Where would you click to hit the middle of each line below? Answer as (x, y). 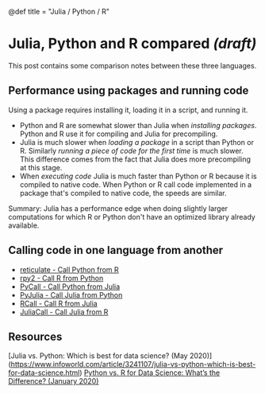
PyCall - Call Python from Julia (70, 287)
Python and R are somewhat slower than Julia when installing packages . (138, 125)
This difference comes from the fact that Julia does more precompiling (135, 159)
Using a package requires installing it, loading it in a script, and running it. (128, 110)
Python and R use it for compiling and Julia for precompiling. (119, 134)
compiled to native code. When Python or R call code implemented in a (136, 184)
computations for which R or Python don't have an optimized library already (132, 217)
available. (24, 225)
